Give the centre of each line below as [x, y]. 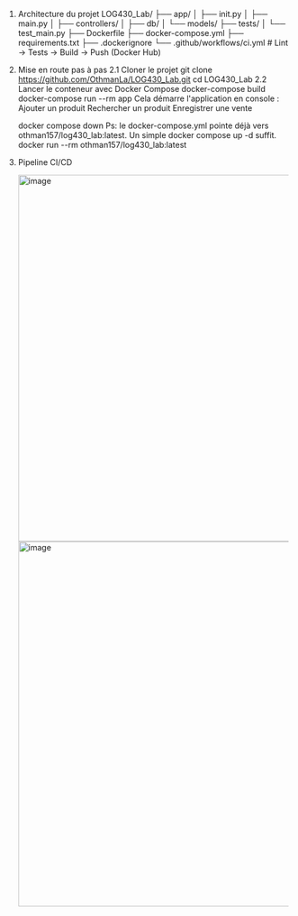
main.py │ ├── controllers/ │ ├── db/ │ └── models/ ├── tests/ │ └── [152, 23]
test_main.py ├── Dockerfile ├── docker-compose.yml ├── [131, 33]
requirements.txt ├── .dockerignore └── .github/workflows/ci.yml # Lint [153, 42]
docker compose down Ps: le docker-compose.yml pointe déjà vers [143, 125]
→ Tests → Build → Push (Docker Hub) [90, 52]
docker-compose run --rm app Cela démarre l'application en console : [149, 98]
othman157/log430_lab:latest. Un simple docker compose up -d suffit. [147, 135]
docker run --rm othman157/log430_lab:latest [102, 145]
